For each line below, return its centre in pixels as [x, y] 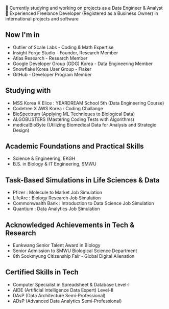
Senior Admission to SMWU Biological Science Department [75, 251]
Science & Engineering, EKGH [44, 158]
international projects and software [42, 19]
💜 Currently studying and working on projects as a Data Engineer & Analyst [84, 8]
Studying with [28, 90]
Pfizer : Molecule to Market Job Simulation [57, 193]
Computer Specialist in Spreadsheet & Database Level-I [71, 284]
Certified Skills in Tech [42, 272]
